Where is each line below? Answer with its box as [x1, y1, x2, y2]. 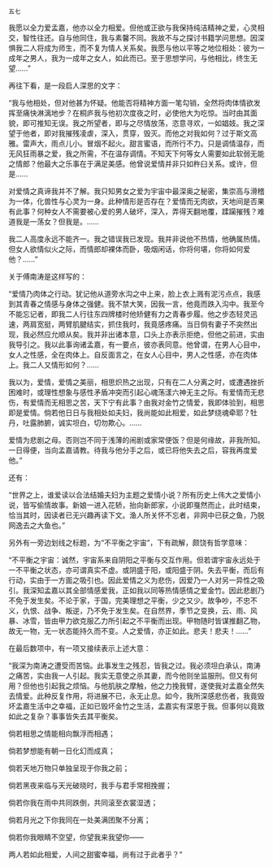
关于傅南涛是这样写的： [8, 271, 87, 281]
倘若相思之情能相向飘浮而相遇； [8, 729, 115, 738]
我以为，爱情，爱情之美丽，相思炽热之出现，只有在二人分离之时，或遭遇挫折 [8, 377, 265, 387]
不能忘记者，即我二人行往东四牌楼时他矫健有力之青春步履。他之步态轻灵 [8, 310, 250, 319]
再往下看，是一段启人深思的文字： [8, 80, 123, 90]
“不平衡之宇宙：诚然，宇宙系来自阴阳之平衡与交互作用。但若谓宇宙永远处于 [8, 555, 262, 565]
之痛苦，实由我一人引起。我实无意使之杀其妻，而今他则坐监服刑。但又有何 [8, 671, 258, 680]
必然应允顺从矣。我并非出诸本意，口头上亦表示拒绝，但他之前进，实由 [29, 330, 265, 339]
